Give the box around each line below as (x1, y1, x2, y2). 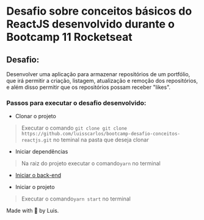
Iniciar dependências (15, 148, 68, 155)
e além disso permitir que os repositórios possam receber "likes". (6, 83, 171, 91)
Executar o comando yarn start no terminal (21, 195, 131, 202)
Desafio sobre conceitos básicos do (6, 4, 192, 18)
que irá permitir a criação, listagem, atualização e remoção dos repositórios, (6, 77, 199, 84)
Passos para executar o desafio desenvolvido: (6, 99, 147, 107)
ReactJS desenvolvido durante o (6, 17, 175, 31)
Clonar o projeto (15, 113, 56, 120)
